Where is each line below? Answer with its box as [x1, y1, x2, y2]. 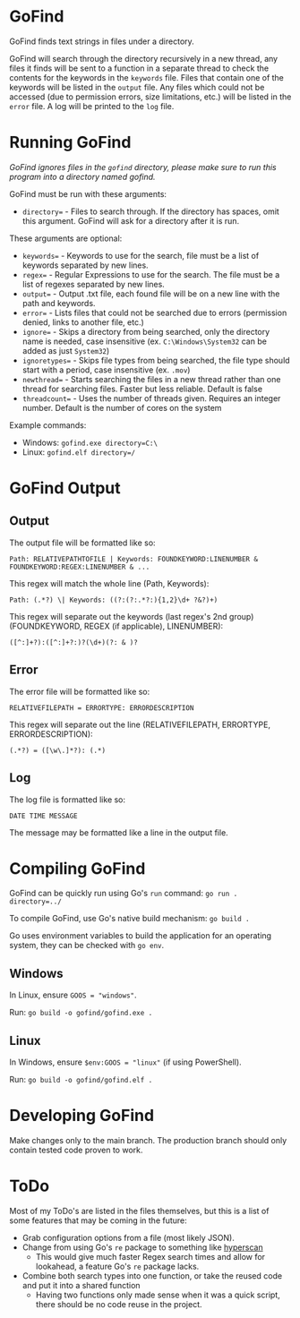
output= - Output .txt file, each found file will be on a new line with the [21, 288, 280, 299]
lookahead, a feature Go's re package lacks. [35, 1261, 200, 1271]
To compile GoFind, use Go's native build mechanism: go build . [9, 913, 251, 924]
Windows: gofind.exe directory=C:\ [21, 437, 159, 448]
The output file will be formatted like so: [9, 537, 156, 548]
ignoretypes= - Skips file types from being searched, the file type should [21, 355, 290, 365]
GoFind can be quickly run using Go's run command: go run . [9, 888, 238, 899]
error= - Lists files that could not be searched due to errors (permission [21, 307, 287, 318]
